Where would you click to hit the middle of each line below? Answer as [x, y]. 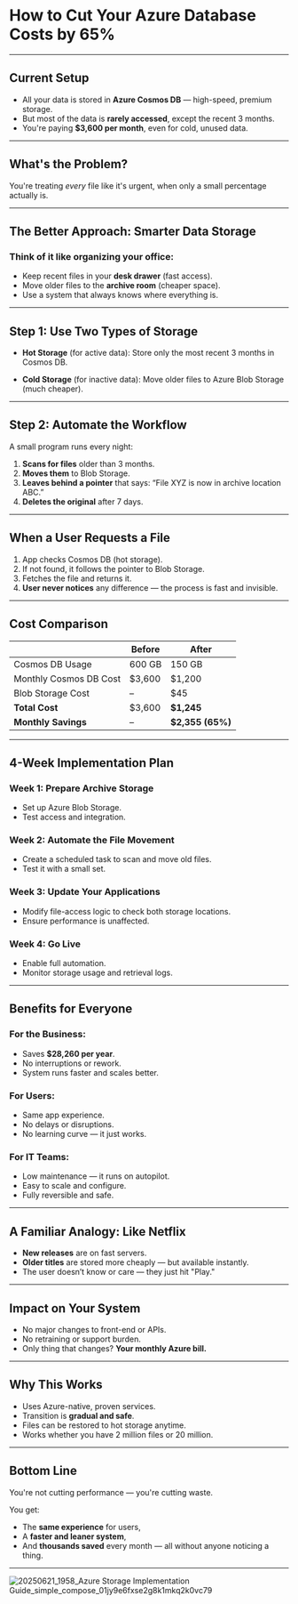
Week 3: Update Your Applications [85, 892]
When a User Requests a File [90, 538]
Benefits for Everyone [71, 1009]
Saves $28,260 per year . [68, 1053]
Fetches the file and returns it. [77, 578]
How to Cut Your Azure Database [133, 16]
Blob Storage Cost [52, 693]
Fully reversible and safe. [68, 1195]
